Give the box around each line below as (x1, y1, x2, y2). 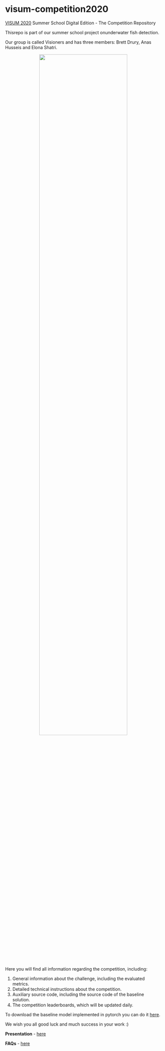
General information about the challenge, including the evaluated (12, 976, 145, 981)
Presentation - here (5, 1031, 46, 1037)
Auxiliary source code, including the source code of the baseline (12, 991, 145, 997)
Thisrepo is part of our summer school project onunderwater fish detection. (5, 29, 160, 35)
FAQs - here (5, 1040, 30, 1046)
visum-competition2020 (5, 3, 109, 15)
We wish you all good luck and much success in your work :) (5, 1021, 129, 1027)
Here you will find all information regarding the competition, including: (5, 966, 148, 972)
